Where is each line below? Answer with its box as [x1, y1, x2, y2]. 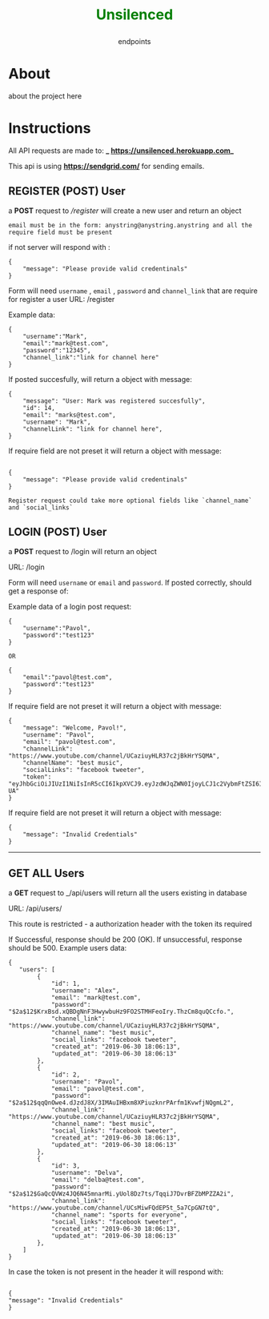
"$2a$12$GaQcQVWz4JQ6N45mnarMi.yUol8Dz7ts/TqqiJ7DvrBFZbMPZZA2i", [8, 1189, 235, 1198]
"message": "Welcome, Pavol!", [22, 723, 127, 732]
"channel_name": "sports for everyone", [50, 1211, 188, 1219]
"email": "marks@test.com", [22, 411, 116, 419]
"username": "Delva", [50, 1168, 124, 1176]
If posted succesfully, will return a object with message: [8, 374, 192, 384]
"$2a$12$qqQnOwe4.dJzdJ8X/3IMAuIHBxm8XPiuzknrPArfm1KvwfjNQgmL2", [8, 1099, 235, 1107]
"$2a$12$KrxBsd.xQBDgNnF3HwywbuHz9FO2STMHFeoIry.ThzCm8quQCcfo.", [8, 1007, 235, 1015]
